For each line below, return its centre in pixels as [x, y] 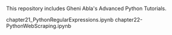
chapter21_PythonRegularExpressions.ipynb [60, 20]
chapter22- [129, 20]
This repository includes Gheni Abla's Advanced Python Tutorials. [86, 8]
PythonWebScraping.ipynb [39, 26]
